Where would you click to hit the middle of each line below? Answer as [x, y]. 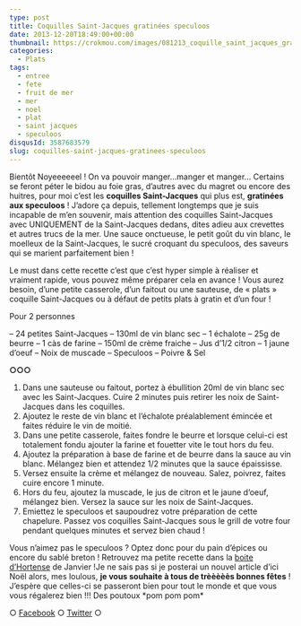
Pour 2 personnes [43, 316]
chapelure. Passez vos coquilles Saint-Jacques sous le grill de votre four [156, 520]
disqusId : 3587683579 [50, 143]
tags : [19, 68]
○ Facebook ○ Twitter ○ [56, 613]
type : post [30, 17]
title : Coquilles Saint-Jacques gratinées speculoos [110, 26]
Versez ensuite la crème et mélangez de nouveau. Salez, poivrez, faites [154, 473]
